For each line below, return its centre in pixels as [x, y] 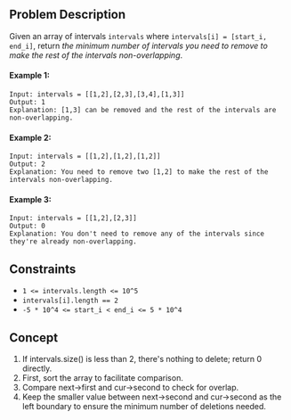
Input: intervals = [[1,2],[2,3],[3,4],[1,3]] [97, 95]
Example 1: [30, 76]
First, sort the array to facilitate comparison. [103, 378]
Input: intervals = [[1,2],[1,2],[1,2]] [85, 156]
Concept [34, 338]
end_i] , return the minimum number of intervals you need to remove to [139, 45]
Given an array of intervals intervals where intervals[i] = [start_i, [138, 36]
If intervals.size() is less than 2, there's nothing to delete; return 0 [142, 359]
